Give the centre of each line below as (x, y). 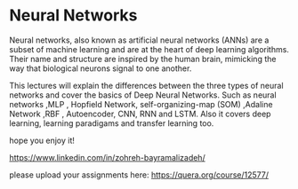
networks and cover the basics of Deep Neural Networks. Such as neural (143, 95)
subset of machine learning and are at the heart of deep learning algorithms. (149, 49)
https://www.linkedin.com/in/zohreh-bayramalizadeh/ (108, 157)
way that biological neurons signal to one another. (101, 68)
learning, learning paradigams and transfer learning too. (112, 123)
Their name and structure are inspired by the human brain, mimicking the (143, 59)
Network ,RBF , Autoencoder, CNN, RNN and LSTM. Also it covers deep (140, 114)
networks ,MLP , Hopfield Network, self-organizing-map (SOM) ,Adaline (141, 104)
